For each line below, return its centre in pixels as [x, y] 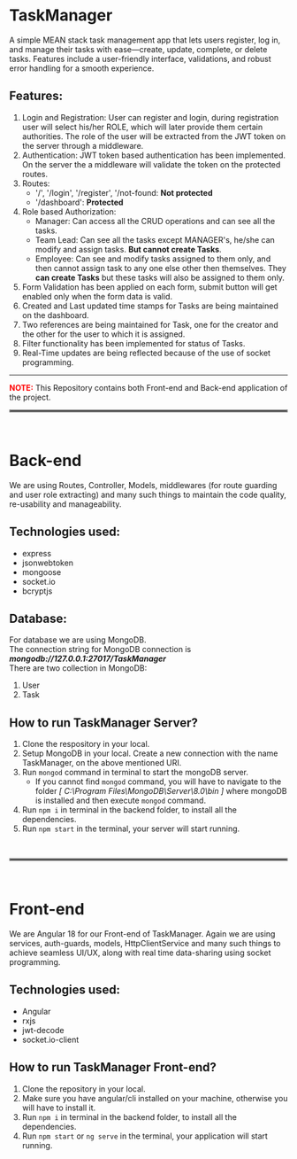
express [36, 553]
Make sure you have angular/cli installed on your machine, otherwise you [155, 1098]
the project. [30, 397]
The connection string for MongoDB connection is [100, 650]
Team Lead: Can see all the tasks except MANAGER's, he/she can [155, 239]
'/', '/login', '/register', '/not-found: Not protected [124, 192]
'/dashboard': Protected [79, 202]
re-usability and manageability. [65, 504]
